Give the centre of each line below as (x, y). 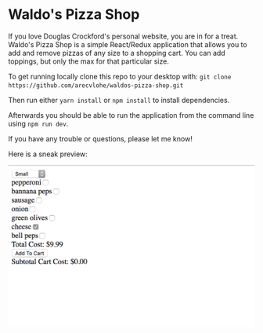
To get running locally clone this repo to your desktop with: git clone (120, 76)
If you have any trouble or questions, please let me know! (101, 138)
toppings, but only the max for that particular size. (89, 61)
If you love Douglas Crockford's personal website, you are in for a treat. (123, 36)
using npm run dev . (38, 123)
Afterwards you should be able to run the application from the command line (131, 115)
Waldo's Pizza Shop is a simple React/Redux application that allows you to (128, 44)
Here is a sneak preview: (48, 154)
